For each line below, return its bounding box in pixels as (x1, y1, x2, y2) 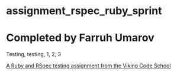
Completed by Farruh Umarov (6, 31, 155, 45)
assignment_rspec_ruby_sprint (6, 4, 162, 18)
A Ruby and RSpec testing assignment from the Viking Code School (6, 62, 171, 69)
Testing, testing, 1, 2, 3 (6, 51, 61, 58)
